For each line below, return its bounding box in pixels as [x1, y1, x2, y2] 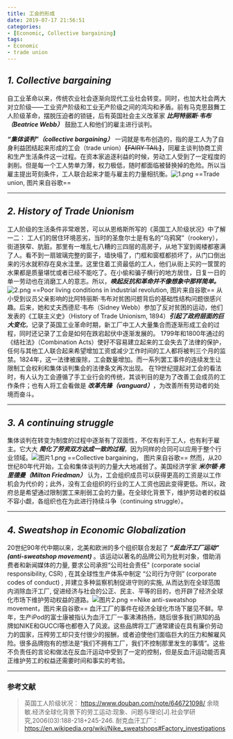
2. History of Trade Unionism [7, 206, 135, 218]
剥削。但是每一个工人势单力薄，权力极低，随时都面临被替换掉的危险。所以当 [7, 161, 226, 169]
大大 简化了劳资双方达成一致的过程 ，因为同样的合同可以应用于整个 [25, 445, 216, 453]
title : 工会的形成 [7, 10, 55, 17]
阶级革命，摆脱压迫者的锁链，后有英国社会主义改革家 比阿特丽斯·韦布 [12, 111, 212, 120]
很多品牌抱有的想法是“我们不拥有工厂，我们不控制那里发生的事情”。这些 [19, 639, 225, 647]
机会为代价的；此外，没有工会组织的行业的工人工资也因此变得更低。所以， [7, 480, 220, 488]
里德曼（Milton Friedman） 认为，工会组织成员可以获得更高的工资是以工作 [7, 471, 222, 480]
